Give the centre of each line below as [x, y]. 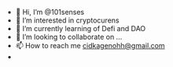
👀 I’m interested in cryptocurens [67, 20]
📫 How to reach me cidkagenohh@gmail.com [90, 46]
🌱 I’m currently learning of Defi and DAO [81, 28]
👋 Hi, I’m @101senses [50, 12]
